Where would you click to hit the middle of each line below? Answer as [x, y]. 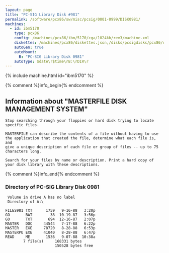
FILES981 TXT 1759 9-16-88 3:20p [50, 211]
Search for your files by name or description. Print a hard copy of [80, 160]
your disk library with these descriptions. [53, 165]
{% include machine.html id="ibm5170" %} [50, 75]
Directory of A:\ [25, 202]
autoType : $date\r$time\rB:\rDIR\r [52, 61]
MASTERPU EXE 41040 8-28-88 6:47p [50, 233]
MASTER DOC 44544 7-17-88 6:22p [50, 224]
